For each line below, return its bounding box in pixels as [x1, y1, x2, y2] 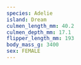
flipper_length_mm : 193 [6, 35, 75, 42]
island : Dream [6, 16, 47, 23]
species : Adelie [6, 9, 53, 17]
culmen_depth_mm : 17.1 [6, 28, 71, 36]
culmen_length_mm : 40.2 [6, 22, 75, 29]
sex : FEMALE [6, 48, 40, 55]
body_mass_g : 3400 [6, 41, 59, 48]
